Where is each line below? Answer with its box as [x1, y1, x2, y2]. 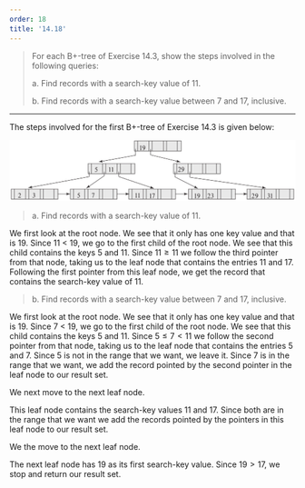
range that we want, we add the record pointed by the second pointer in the [9, 360, 292, 371]
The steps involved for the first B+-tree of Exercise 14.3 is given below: [9, 121, 275, 132]
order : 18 [9, 15, 47, 24]
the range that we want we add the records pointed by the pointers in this [9, 414, 284, 425]
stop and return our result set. [9, 469, 122, 480]
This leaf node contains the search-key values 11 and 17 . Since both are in [9, 404, 284, 415]
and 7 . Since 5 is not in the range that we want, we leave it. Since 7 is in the [9, 350, 290, 361]
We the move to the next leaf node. [9, 442, 141, 453]
